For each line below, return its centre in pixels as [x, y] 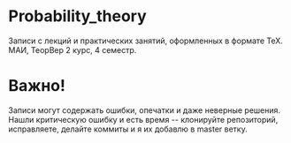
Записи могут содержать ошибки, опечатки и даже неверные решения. [144, 110]
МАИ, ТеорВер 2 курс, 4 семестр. [73, 49]
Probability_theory [77, 16]
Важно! [37, 86]
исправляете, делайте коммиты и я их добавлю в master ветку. [128, 129]
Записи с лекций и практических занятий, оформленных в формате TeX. [146, 41]
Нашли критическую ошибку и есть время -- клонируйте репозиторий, [143, 119]
